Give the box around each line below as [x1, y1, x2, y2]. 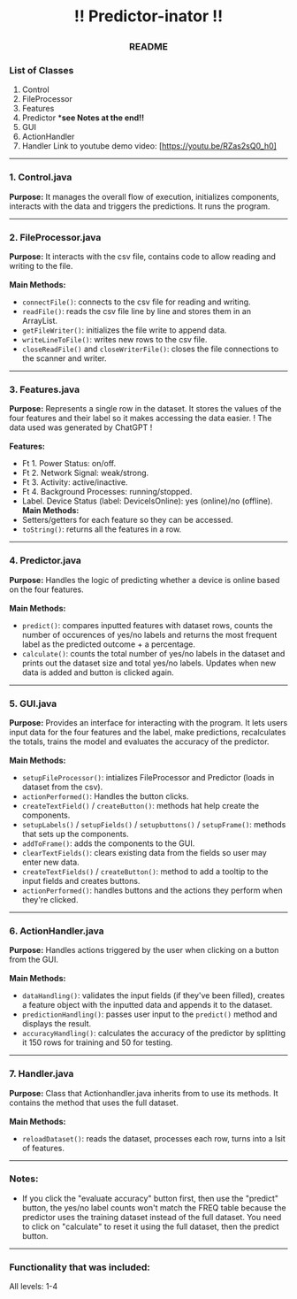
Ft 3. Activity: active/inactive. [21, 477, 128, 488]
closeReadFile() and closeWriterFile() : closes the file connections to [21, 343, 279, 355]
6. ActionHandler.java [9, 925, 104, 937]
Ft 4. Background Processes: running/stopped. [21, 487, 193, 497]
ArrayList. [21, 316, 58, 327]
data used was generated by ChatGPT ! [9, 422, 153, 433]
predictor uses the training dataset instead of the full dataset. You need [21, 1211, 282, 1222]
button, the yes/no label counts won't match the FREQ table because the [21, 1202, 286, 1213]
